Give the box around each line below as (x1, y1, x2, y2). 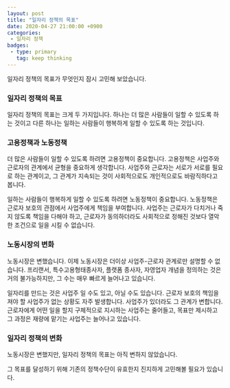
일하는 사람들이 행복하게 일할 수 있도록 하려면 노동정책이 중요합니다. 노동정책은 (7, 195, 218, 204)
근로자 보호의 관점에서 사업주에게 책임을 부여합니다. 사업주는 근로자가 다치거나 (7, 204, 216, 212)
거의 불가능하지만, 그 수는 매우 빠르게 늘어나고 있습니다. (7, 274, 156, 282)
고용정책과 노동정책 (7, 138, 67, 147)
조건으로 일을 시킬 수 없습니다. (14, 221, 95, 229)
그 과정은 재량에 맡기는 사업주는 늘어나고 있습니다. (7, 314, 141, 323)
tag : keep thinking (16, 55, 72, 62)
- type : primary (10, 49, 57, 56)
